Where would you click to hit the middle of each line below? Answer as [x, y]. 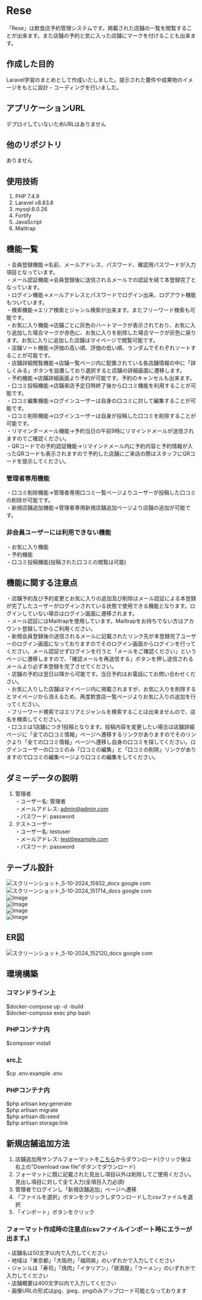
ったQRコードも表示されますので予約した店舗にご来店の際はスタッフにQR [98, 453]
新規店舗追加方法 [38, 1143]
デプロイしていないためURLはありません [56, 124]
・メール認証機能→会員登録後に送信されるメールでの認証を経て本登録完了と [101, 280]
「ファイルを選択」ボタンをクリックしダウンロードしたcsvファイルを [101, 1197]
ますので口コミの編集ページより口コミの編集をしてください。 [83, 757]
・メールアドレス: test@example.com [62, 839]
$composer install [29, 1043]
